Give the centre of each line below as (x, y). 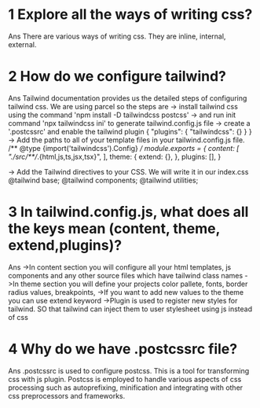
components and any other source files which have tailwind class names (126, 275)
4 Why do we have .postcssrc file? (123, 349)
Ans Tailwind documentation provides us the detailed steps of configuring (128, 98)
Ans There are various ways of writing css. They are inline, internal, (117, 36)
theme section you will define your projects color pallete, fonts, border (134, 284)
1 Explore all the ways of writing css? (130, 15)
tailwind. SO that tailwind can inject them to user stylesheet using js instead (130, 309)
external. (22, 44)
